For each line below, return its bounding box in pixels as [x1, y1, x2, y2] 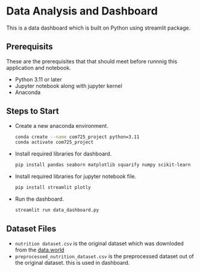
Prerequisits [6, 42, 53, 52]
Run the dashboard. [14, 195, 64, 203]
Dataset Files [6, 224, 57, 234]
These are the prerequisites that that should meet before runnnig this [6, 57, 178, 65]
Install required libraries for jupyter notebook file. [14, 173, 137, 180]
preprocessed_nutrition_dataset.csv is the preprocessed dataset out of [14, 252, 194, 260]
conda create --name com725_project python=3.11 [14, 134, 140, 140]
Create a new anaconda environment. [14, 122, 108, 129]
